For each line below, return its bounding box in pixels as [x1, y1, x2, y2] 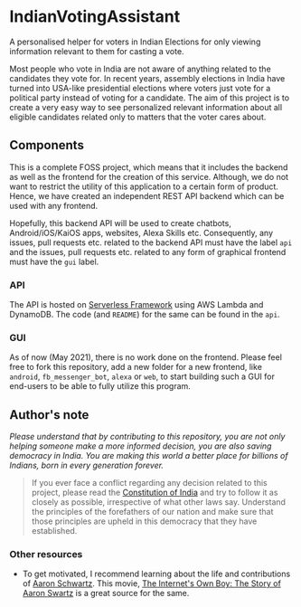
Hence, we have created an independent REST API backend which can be [9, 190, 285, 201]
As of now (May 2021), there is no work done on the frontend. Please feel [9, 352, 283, 363]
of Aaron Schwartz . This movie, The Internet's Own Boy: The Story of [22, 578, 282, 589]
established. [31, 526, 78, 536]
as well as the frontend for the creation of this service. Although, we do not [9, 171, 289, 182]
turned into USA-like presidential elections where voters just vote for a [9, 82, 271, 93]
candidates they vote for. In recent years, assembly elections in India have [9, 72, 286, 83]
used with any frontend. [9, 200, 99, 211]
